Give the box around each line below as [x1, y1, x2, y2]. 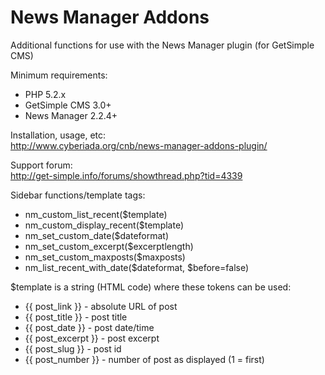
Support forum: [10, 159, 73, 171]
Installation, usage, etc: [10, 129, 107, 141]
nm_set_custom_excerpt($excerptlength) [24, 240, 194, 252]
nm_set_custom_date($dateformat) [24, 229, 170, 241]
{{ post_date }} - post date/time [24, 321, 155, 333]
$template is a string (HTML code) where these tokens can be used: [10, 281, 292, 293]
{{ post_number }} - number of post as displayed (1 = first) [24, 353, 265, 365]
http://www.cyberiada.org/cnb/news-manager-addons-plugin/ [10, 139, 268, 151]
